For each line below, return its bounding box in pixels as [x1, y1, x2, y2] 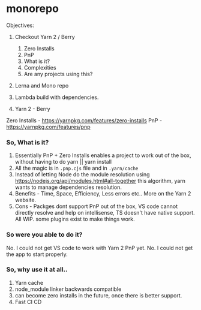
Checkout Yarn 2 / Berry [14, 33, 75, 40]
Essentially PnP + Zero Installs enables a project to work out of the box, [14, 152, 191, 159]
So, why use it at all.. [6, 266, 68, 274]
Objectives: [6, 22, 34, 29]
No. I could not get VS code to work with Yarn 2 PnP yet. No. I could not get [6, 244, 193, 251]
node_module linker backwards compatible [14, 285, 122, 293]
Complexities [23, 64, 56, 71]
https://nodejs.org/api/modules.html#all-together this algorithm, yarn [14, 177, 186, 185]
